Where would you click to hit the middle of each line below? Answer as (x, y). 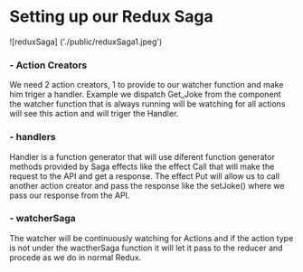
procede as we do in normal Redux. (76, 257)
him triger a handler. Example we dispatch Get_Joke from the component (146, 94)
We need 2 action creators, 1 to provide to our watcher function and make (147, 85)
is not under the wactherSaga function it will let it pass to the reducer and (146, 248)
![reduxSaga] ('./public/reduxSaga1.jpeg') (86, 42)
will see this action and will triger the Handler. (94, 114)
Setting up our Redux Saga (112, 17)
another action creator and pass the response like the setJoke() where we (147, 185)
